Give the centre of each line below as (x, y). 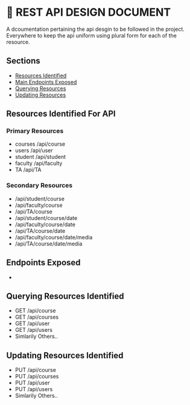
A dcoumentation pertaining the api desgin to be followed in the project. (96, 29)
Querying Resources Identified (65, 296)
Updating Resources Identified (65, 355)
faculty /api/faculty (39, 163)
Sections (23, 61)
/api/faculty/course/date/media (54, 237)
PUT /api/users (34, 389)
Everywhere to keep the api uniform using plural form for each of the (91, 35)
